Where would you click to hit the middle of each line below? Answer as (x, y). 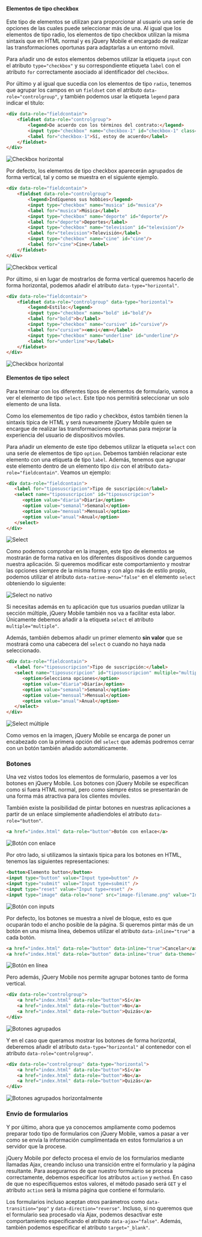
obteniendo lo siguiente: (36, 584)
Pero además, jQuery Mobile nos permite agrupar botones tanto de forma (97, 977)
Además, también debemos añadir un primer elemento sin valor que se (94, 638)
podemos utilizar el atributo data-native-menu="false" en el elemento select (101, 577)
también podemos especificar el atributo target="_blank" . (78, 1227)
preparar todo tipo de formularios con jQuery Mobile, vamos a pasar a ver (98, 1133)
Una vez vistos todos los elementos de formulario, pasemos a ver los (92, 777)
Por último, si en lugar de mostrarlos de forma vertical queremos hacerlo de (100, 279)
